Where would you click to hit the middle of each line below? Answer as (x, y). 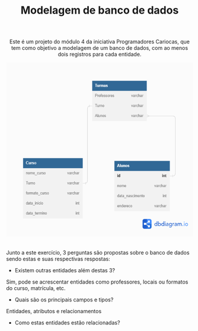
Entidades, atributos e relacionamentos (54, 311)
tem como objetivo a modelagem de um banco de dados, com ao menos (100, 48)
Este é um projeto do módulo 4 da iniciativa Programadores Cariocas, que (100, 42)
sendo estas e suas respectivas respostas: (58, 259)
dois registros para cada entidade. (100, 55)
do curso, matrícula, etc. (36, 288)
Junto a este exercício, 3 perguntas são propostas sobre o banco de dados (98, 253)
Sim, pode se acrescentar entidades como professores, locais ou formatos (97, 282)
